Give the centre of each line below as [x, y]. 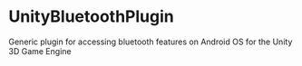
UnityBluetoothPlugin [91, 17]
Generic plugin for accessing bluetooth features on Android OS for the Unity [151, 42]
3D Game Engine [40, 51]
